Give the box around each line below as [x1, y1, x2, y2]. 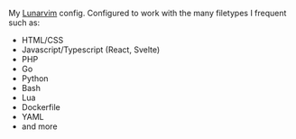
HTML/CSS [21, 35, 64, 45]
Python [21, 73, 49, 84]
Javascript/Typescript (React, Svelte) [21, 44, 161, 55]
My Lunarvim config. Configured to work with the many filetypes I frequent [8, 8, 287, 18]
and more [21, 121, 58, 132]
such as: [8, 17, 41, 28]
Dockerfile [21, 102, 60, 112]
